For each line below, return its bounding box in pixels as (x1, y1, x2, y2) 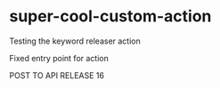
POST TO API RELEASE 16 (9, 69, 105, 81)
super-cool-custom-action (9, 6, 212, 27)
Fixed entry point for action (9, 52, 109, 63)
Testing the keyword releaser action (9, 36, 141, 46)
